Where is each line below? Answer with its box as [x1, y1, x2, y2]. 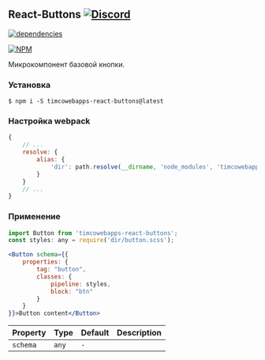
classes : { [36, 272, 73, 281]
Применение [8, 211, 61, 222]
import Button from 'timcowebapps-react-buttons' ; [8, 229, 178, 237]
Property [12, 328, 47, 339]
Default [80, 328, 110, 339]
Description [117, 328, 162, 339]
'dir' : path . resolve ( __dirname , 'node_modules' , [50, 163, 214, 171]
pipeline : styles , [50, 280, 111, 288]
